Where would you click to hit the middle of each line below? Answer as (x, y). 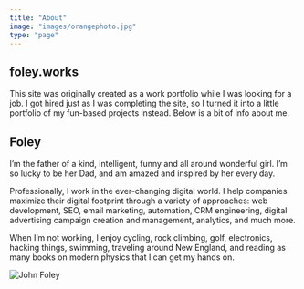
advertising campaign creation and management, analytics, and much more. (153, 220)
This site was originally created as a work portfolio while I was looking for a (151, 94)
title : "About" (38, 18)
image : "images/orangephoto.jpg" (73, 26)
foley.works (44, 72)
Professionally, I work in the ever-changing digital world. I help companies (148, 191)
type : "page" (34, 35)
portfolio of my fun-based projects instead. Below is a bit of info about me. (150, 113)
